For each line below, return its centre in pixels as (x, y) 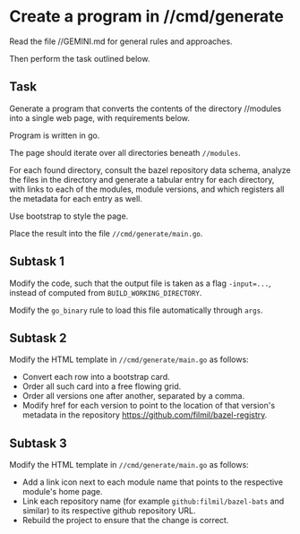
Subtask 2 (38, 338)
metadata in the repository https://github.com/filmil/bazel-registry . (145, 415)
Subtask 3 (38, 443)
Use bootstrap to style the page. (69, 216)
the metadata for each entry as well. (76, 198)
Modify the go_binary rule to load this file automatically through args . (136, 310)
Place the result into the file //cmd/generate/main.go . (106, 233)
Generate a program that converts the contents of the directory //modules (146, 108)
